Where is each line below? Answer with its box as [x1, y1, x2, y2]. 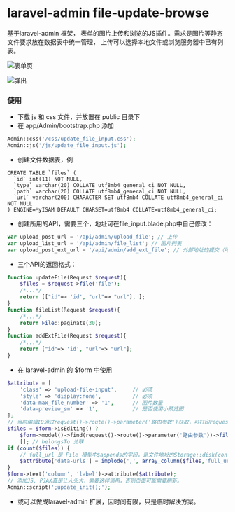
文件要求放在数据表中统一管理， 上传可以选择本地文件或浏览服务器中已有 [7, 37, 218, 46]
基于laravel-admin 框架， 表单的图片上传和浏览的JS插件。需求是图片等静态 [7, 29, 223, 37]
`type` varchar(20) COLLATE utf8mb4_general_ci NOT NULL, [13, 181, 187, 188]
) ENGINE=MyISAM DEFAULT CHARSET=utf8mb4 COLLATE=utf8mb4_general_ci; [7, 206, 218, 213]
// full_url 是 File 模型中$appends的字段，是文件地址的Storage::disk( [20, 451, 218, 458]
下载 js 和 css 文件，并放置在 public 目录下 [17, 113, 141, 121]
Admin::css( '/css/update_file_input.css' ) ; [7, 135, 136, 143]
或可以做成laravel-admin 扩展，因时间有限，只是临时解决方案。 [17, 497, 200, 506]
